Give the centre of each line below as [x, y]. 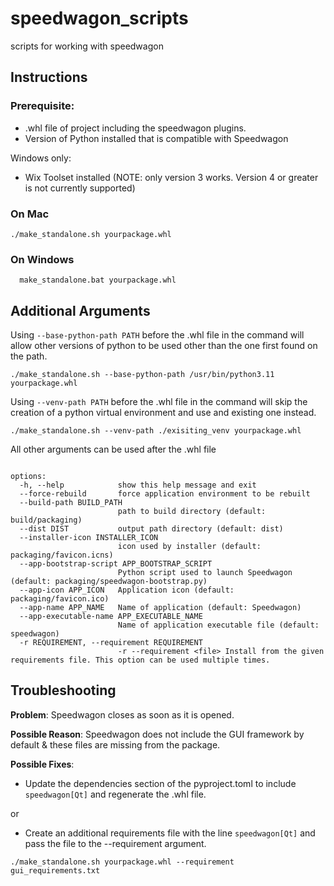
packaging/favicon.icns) [62, 555]
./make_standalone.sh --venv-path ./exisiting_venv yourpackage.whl [156, 431]
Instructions [49, 77]
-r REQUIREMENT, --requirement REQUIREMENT [111, 643]
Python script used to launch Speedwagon [205, 573]
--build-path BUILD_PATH [71, 503]
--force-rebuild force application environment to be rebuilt [165, 494]
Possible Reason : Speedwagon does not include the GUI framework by [157, 734]
